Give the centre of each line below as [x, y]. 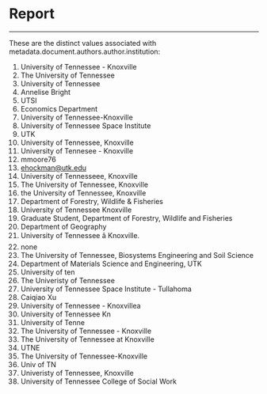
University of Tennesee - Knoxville [77, 150]
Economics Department [59, 108]
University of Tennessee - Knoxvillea [80, 305]
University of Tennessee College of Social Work [99, 381]
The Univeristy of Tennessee [68, 280]
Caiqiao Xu [38, 297]
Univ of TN [38, 364]
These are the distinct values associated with [83, 43]
